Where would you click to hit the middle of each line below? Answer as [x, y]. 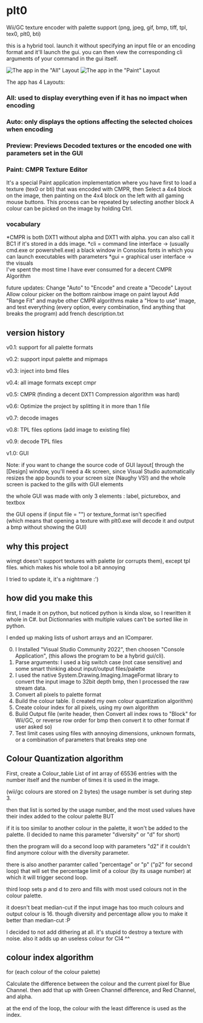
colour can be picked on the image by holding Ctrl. [69, 208]
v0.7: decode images [32, 418]
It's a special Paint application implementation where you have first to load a [101, 182]
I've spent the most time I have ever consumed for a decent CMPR [89, 270]
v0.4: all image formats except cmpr [52, 382]
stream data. [31, 688]
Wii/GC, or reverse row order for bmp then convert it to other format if [102, 720]
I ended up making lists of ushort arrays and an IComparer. [80, 637]
